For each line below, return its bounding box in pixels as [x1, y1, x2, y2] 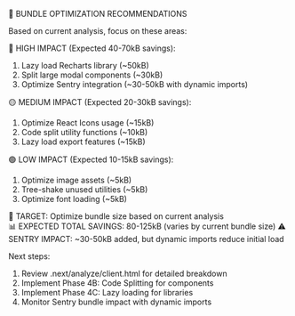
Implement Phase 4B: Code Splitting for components [20, 278, 214, 288]
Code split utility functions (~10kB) [20, 127, 148, 137]
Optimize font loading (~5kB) [20, 194, 128, 204]
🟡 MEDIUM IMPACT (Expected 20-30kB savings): [8, 97, 192, 107]
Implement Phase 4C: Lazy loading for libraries [20, 288, 194, 297]
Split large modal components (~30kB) [20, 69, 163, 80]
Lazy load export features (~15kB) [20, 136, 146, 147]
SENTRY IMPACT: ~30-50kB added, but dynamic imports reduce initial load [8, 234, 285, 244]
